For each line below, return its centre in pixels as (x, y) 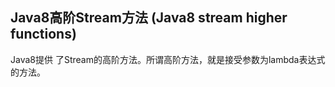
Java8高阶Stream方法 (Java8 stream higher (149, 18)
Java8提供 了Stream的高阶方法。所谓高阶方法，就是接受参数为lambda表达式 (168, 59)
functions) (43, 34)
